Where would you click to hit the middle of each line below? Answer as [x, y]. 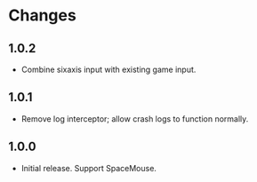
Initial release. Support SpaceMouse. [89, 168]
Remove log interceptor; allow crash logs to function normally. [135, 119]
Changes [42, 16]
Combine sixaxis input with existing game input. [108, 69]
